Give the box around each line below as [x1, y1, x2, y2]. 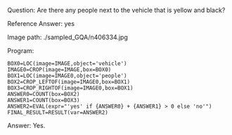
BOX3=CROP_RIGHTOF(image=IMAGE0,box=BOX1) [7, 85, 134, 92]
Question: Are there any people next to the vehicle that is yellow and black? [7, 6, 226, 14]
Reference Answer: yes [7, 20, 75, 27]
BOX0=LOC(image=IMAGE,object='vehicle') [7, 60, 128, 67]
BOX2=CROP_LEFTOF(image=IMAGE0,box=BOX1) [7, 78, 131, 85]
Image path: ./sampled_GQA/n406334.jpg [7, 33, 129, 41]
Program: [7, 47, 34, 55]
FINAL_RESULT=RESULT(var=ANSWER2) [7, 109, 109, 116]
